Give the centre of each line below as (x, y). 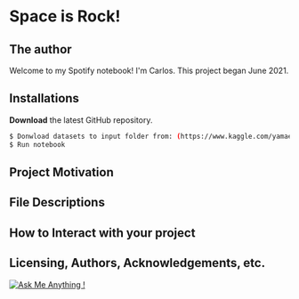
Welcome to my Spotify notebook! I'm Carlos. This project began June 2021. (149, 70)
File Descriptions (57, 202)
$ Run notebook (37, 144)
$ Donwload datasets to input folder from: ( (95, 136)
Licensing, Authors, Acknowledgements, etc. (137, 263)
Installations (44, 98)
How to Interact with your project (102, 233)
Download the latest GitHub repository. (81, 120)
